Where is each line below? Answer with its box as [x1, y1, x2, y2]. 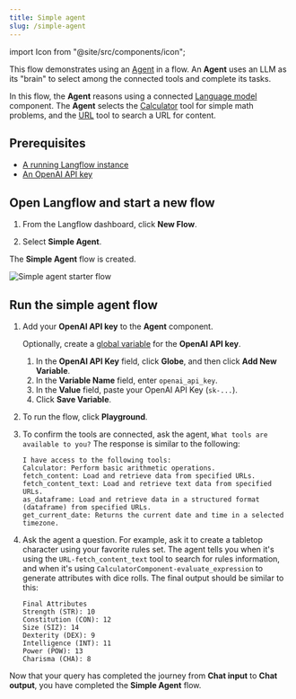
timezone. [22, 518, 60, 527]
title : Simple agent [9, 13, 87, 22]
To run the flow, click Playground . [22, 411, 148, 422]
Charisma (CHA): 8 [22, 654, 91, 663]
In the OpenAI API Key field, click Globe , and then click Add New [35, 356, 277, 367]
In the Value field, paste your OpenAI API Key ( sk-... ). [35, 384, 238, 395]
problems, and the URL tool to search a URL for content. [9, 110, 217, 120]
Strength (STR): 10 [22, 607, 96, 616]
